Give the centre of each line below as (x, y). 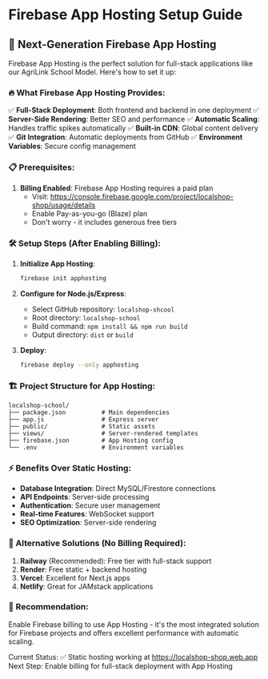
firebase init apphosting (63, 278)
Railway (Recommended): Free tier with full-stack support (116, 560)
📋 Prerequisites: (42, 167)
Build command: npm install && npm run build (110, 326)
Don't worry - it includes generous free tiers (104, 222)
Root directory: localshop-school (86, 317)
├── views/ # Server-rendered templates (103, 433)
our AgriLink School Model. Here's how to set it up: (92, 72)
